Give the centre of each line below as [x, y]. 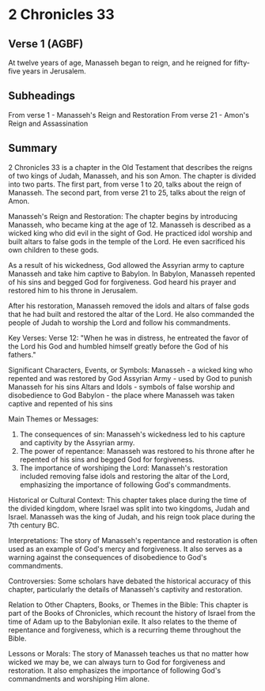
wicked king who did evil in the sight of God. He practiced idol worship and [131, 233]
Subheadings [42, 96]
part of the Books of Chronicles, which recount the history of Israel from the [132, 613]
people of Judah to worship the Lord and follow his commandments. [119, 323]
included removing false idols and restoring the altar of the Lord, [125, 476]
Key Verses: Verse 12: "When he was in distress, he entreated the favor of [129, 338]
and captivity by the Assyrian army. [77, 442]
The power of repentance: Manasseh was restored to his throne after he [137, 451]
